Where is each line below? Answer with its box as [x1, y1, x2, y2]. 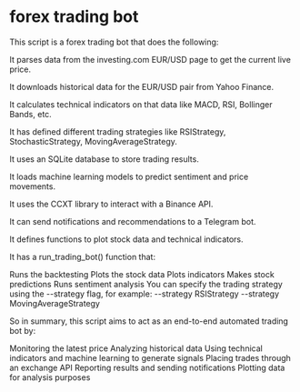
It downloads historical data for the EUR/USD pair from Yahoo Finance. [9, 81, 275, 92]
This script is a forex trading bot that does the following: [9, 36, 219, 47]
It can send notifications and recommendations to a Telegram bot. [9, 216, 256, 226]
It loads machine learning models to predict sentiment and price [9, 171, 249, 182]
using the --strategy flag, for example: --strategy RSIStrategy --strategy [9, 288, 280, 299]
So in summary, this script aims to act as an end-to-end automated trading [9, 316, 289, 327]
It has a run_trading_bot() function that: [9, 251, 156, 262]
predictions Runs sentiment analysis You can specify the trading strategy [9, 278, 284, 289]
